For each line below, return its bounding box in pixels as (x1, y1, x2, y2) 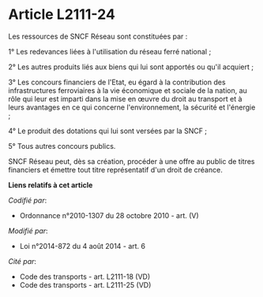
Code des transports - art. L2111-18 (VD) (19, 272, 151, 281)
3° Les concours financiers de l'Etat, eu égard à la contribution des (8, 77, 227, 87)
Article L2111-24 (8, 6, 116, 24)
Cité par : (8, 256, 37, 265)
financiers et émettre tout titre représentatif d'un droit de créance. (8, 165, 223, 174)
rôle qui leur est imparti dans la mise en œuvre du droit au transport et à (8, 94, 242, 103)
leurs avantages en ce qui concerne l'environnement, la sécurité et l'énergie (8, 102, 256, 112)
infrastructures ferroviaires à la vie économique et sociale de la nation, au (8, 85, 247, 95)
